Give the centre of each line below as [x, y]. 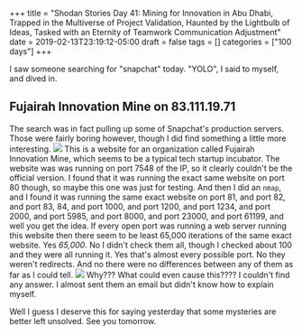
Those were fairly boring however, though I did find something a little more [148, 138]
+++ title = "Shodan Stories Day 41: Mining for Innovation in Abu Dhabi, [141, 13]
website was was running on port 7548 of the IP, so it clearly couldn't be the [151, 168]
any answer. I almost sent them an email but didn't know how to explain [142, 284]
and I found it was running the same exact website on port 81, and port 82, [147, 197]
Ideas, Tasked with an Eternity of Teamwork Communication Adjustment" [145, 32]
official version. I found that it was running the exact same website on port [147, 177]
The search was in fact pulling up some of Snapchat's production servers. [146, 128]
